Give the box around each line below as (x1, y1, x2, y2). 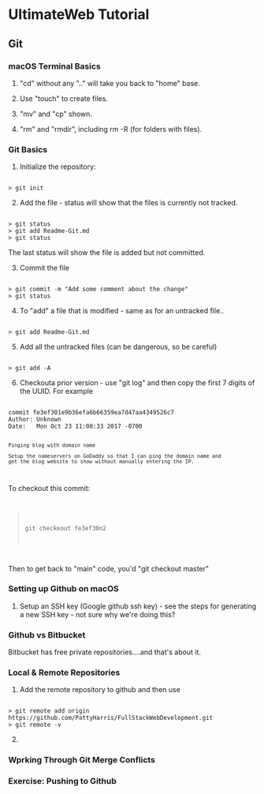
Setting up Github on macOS (8, 583, 120, 594)
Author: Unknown (8, 416, 61, 424)
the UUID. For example (19, 387, 93, 396)
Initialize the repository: (19, 162, 96, 171)
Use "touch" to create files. (19, 93, 109, 103)
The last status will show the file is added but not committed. (8, 248, 206, 257)
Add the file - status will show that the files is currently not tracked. (19, 198, 238, 208)
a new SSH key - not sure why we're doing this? (19, 609, 176, 619)
